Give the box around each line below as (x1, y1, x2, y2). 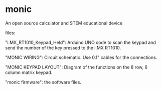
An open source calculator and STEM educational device (5, 20, 123, 26)
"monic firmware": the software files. (5, 79, 82, 85)
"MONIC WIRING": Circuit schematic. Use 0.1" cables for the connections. (5, 54, 157, 60)
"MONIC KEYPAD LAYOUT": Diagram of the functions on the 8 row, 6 (5, 64, 148, 70)
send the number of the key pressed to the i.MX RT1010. (5, 44, 121, 50)
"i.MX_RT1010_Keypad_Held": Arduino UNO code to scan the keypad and (5, 39, 156, 45)
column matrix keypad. (5, 69, 53, 75)
